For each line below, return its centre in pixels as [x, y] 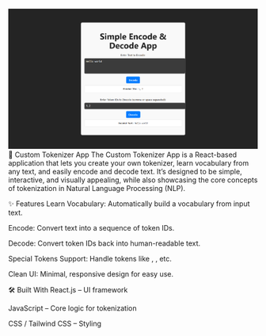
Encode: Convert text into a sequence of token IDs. [91, 228]
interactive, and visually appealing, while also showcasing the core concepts [133, 180]
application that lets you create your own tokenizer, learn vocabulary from [129, 163]
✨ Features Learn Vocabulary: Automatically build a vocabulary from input [129, 204]
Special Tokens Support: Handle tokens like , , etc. [90, 259]
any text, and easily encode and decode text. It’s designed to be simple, [125, 172]
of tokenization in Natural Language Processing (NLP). [97, 189]
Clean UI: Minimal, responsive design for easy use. [91, 274]
